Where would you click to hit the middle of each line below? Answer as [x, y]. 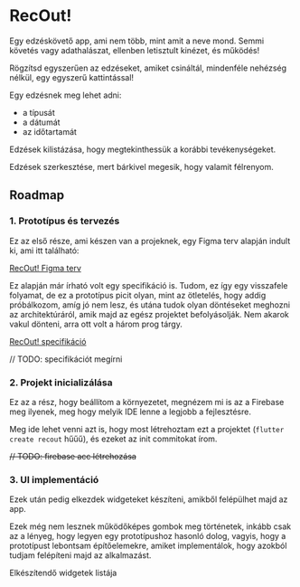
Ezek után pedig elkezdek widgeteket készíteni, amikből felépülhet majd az [149, 499]
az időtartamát [49, 131]
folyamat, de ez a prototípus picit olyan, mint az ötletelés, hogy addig [138, 295]
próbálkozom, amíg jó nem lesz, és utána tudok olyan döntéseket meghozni [150, 305]
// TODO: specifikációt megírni [66, 359]
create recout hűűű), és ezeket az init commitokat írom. [113, 439]
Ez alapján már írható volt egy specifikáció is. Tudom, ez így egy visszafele [149, 285]
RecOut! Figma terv [45, 268]
